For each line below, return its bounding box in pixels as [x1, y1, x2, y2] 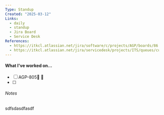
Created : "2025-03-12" [5, 12, 51, 16]
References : [5, 39, 29, 44]
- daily [9, 20, 25, 26]
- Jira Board [9, 30, 36, 34]
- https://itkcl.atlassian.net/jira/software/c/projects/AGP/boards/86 [9, 43, 159, 48]
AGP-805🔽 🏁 [18, 74, 44, 80]
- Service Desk [9, 34, 41, 39]
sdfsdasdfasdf [5, 105, 34, 111]
